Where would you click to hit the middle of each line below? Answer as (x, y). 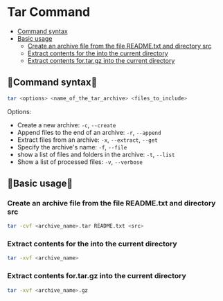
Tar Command (49, 12)
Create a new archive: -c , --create (66, 125)
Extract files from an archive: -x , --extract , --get (87, 140)
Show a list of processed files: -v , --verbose (80, 162)
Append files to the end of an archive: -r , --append (89, 132)
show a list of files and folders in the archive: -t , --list (96, 154)
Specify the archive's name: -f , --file (72, 147)
